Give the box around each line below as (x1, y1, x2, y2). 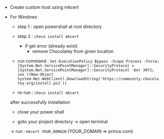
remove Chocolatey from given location (32, 48, 114, 54)
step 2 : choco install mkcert (17, 33, 79, 39)
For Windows (9, 14, 37, 19)
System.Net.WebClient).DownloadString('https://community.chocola (17, 76, 159, 81)
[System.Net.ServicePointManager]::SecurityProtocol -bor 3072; (17, 67, 154, 72)
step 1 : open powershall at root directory (17, 23, 102, 29)
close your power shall (17, 109, 64, 114)
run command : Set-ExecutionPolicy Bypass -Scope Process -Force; (17, 58, 160, 64)
